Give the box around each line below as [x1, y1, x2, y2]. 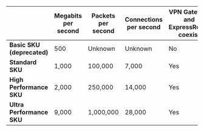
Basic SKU [9, 41, 41, 49]
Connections [124, 15, 163, 24]
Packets [91, 12, 115, 20]
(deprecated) [9, 48, 49, 56]
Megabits [54, 12, 83, 20]
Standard [9, 58, 37, 66]
